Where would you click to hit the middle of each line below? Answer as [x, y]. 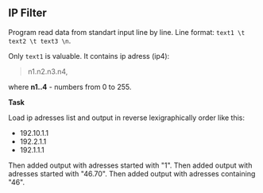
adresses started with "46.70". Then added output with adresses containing [132, 173]
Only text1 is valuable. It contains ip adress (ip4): [89, 56]
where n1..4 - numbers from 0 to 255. [70, 87]
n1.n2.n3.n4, [48, 71]
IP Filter [28, 13]
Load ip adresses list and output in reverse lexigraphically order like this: [126, 118]
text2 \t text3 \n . [40, 41]
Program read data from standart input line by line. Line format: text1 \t [127, 32]
